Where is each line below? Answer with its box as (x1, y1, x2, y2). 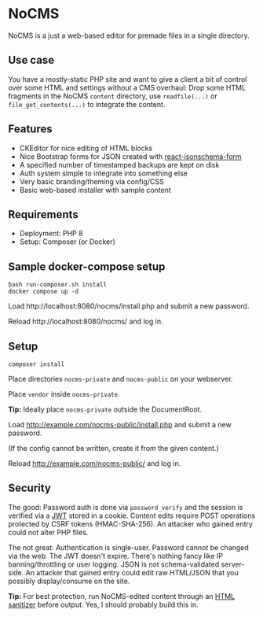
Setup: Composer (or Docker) (19, 237, 115, 246)
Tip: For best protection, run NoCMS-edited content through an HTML (8, 591, 236, 600)
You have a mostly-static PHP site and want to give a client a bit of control (8, 74, 247, 83)
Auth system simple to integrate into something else (19, 168, 188, 178)
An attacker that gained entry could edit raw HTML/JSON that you (25, 567, 239, 577)
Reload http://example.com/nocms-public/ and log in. (8, 459, 181, 468)
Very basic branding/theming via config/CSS (19, 176, 164, 186)
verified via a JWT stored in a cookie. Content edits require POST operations (8, 511, 256, 520)
